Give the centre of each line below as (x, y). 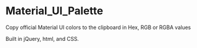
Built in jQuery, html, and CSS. (42, 39)
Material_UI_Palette (54, 11)
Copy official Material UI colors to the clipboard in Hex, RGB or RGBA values (98, 27)
